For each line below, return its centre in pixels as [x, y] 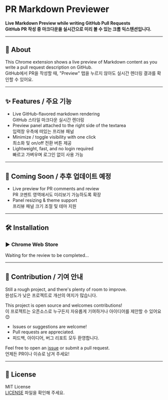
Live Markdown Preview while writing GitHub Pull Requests [68, 23]
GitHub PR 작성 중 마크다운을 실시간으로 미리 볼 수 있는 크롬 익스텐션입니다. [78, 29]
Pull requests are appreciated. [43, 332]
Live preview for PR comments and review [56, 189]
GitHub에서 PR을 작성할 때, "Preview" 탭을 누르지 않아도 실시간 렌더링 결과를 [80, 73]
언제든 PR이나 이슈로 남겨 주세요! [37, 353]
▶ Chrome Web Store [32, 244]
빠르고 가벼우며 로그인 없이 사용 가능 [48, 154]
